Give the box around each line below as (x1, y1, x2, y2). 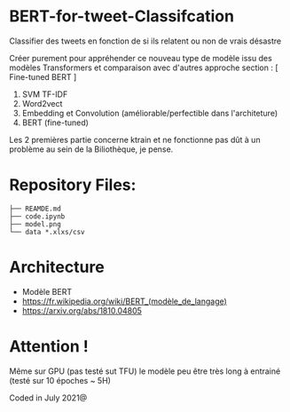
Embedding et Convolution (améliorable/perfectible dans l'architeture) (21, 107, 278, 118)
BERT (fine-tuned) (21, 117, 89, 128)
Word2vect (21, 98, 63, 108)
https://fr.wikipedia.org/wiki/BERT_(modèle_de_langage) (21, 296, 228, 306)
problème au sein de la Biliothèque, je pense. (9, 144, 174, 154)
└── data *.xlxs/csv (9, 227, 86, 236)
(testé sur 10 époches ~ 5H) (9, 375, 111, 385)
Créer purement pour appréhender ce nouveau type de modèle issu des (9, 52, 272, 63)
